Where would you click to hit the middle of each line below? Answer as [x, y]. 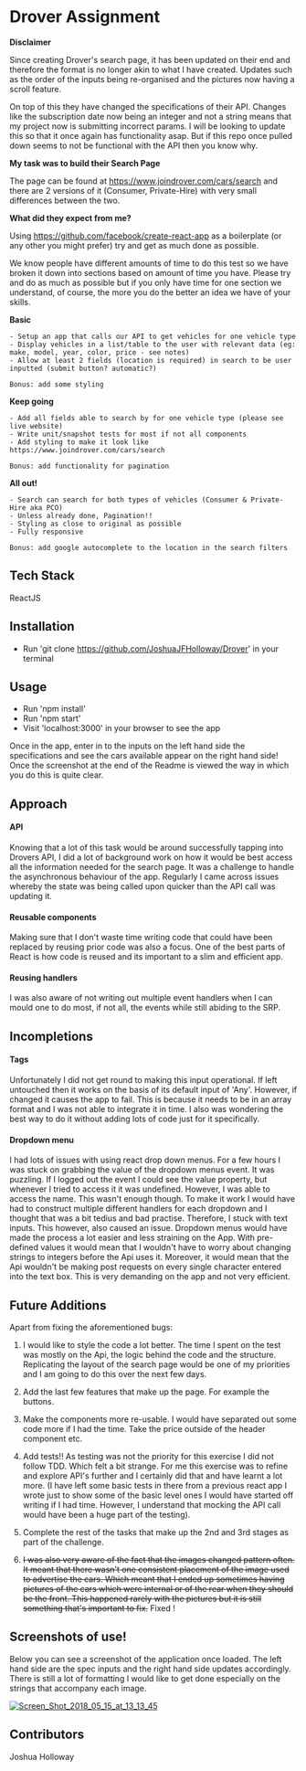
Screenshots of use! [68, 1637]
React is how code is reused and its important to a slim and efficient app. [146, 957]
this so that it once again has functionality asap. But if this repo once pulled [151, 135]
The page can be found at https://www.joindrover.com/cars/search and [144, 181]
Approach [38, 804]
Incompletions [51, 1036]
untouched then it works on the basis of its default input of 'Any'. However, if [153, 1089]
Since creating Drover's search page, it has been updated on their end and [150, 59]
